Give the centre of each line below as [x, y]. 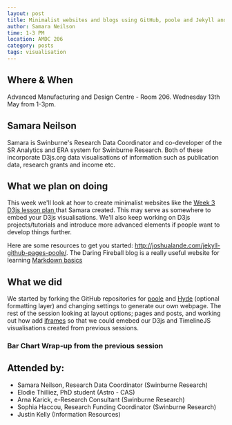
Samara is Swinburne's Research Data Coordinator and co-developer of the [115, 142]
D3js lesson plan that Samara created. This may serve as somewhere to [109, 210]
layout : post [26, 13]
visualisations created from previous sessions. [73, 328]
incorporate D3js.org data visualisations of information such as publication [113, 157]
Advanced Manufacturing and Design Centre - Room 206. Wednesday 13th [114, 97]
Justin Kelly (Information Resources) [69, 414]
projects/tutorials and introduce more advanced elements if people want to [114, 225]
